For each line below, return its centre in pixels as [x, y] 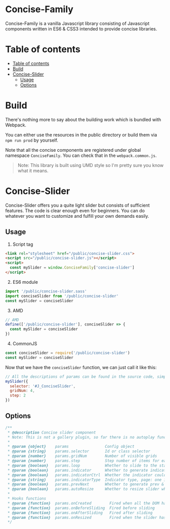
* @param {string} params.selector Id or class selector [79, 451]
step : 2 [18, 395]
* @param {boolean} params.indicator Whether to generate [78, 470]
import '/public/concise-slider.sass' [46, 291]
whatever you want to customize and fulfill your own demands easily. [77, 216]
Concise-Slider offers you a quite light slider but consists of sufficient [78, 205]
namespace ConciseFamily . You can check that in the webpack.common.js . [81, 155]
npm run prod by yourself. [32, 140]
